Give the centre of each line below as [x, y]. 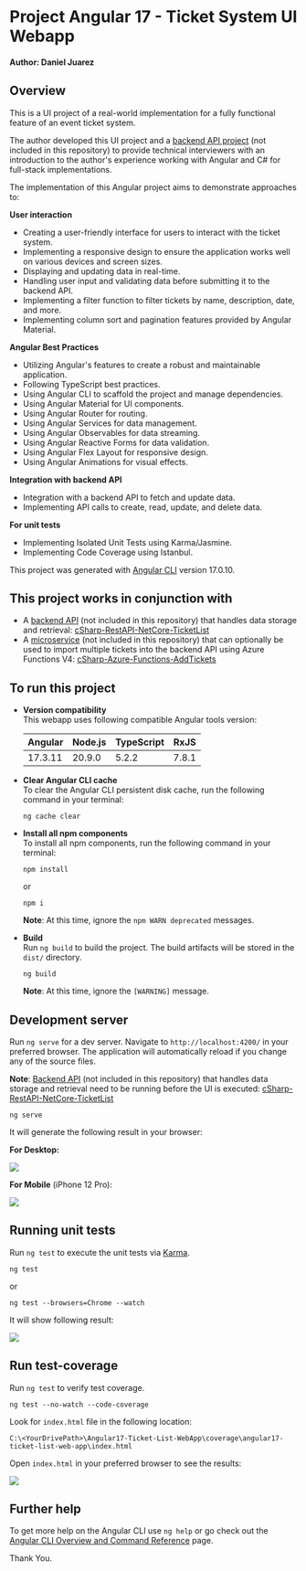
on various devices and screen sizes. [92, 261]
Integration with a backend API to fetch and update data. [129, 497]
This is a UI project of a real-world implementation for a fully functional [142, 112]
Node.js [89, 742]
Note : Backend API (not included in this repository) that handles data [139, 1079]
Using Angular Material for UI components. [103, 403]
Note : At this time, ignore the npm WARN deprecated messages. [138, 920]
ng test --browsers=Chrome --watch [77, 1303]
